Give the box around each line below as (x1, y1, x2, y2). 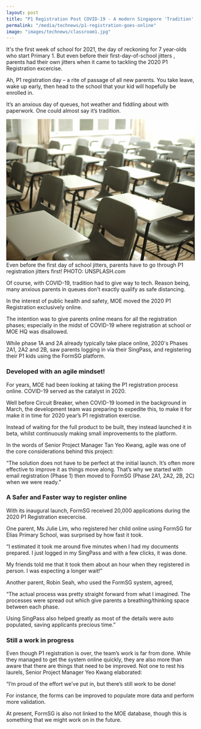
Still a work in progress (6, 636, 75, 644)
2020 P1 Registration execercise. (6, 513, 87, 521)
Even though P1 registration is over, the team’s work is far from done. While (6, 650, 191, 657)
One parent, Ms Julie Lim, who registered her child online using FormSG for (6, 525, 192, 532)
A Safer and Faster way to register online (6, 493, 127, 501)
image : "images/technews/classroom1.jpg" (6, 29, 111, 35)
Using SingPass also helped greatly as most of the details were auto (6, 615, 174, 622)
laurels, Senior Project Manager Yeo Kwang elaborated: (6, 668, 142, 676)
